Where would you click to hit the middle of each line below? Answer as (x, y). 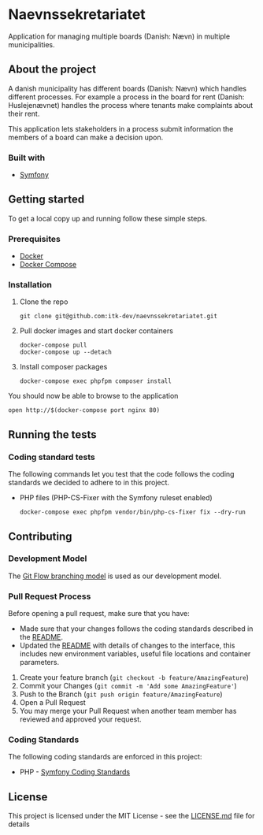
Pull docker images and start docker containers (96, 331)
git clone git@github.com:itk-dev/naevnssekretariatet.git (119, 317)
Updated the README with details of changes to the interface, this (127, 646)
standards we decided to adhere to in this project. (89, 483)
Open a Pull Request (53, 703)
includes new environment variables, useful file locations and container (135, 654)
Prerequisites (34, 239)
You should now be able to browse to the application (93, 396)
